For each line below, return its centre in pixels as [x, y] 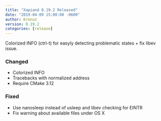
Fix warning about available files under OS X [59, 113]
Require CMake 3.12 [33, 84]
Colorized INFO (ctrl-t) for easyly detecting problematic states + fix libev [80, 43]
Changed [17, 62]
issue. [11, 49]
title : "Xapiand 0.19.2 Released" [42, 10]
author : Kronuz [21, 19]
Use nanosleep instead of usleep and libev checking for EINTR [77, 107]
